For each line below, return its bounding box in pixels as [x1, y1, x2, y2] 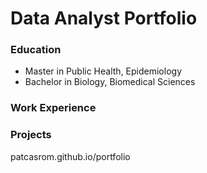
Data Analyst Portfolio [10, 7, 198, 30]
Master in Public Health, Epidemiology [24, 65, 183, 77]
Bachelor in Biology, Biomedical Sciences [24, 76, 196, 88]
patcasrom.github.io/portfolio [10, 150, 131, 162]
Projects [10, 128, 52, 142]
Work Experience [10, 101, 97, 115]
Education [10, 43, 62, 57]
